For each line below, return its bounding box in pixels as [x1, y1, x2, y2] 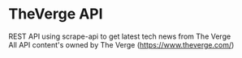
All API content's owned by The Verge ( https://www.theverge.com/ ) [8, 39, 235, 49]
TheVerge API [8, 5, 103, 23]
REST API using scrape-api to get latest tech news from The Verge [8, 31, 231, 41]
